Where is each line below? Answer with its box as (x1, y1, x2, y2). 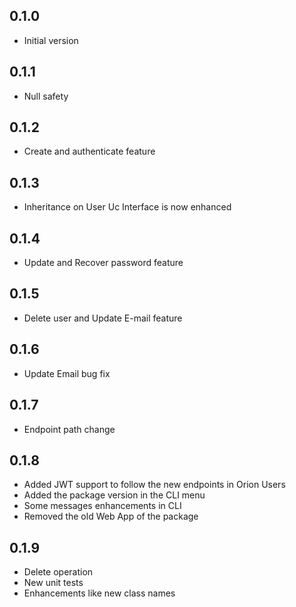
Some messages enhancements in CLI (23, 500, 182, 512)
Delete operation (23, 566, 94, 578)
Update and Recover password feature (23, 257, 184, 269)
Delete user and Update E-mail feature (23, 312, 183, 324)
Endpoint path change (23, 423, 116, 435)
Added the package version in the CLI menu (23, 489, 206, 501)
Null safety (23, 90, 69, 102)
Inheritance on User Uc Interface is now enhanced (23, 201, 232, 213)
